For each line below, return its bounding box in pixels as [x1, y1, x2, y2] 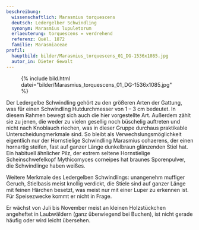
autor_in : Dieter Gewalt [11, 58, 73, 64]
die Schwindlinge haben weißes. [6, 162, 86, 169]
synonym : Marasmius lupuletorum [11, 25, 92, 31]
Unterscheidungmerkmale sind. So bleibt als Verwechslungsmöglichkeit [6, 130, 182, 137]
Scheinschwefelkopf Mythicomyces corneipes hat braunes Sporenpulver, [6, 156, 186, 163]
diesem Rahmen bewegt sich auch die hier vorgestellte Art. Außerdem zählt [6, 111, 191, 119]
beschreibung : [6, 8, 42, 15]
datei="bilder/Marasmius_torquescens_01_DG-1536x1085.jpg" [21, 81, 172, 88]
